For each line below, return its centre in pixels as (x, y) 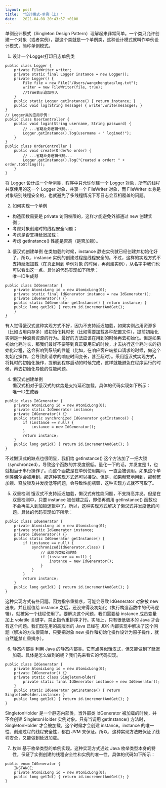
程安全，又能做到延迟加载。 (33, 738)
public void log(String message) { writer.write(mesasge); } (78, 106)
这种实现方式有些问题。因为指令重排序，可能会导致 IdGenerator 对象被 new (82, 601)
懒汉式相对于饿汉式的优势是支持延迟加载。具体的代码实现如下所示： (82, 385)
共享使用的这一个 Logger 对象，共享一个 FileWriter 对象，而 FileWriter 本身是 (83, 189)
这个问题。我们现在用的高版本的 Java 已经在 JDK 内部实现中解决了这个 (82, 626)
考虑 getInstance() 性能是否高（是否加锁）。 (56, 241)
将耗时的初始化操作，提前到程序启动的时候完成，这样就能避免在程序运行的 (81, 363)
